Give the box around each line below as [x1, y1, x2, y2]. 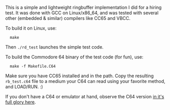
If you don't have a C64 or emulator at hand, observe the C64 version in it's [5, 94, 164, 99]
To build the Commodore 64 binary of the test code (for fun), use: [5, 54, 144, 60]
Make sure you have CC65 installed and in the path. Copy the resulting [5, 73, 154, 79]
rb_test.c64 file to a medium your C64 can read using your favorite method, [5, 78, 166, 84]
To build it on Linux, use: [5, 25, 57, 31]
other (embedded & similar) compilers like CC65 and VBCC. [5, 15, 131, 21]
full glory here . [5, 99, 36, 105]
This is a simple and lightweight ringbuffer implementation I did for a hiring [5, 5, 162, 10]
